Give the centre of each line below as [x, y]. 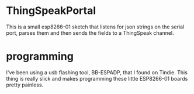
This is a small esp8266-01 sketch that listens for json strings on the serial [95, 27]
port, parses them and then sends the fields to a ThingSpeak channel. [90, 32]
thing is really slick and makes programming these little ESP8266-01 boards [97, 78]
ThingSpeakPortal [51, 11]
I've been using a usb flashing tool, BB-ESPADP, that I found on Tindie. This [97, 72]
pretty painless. [25, 85]
